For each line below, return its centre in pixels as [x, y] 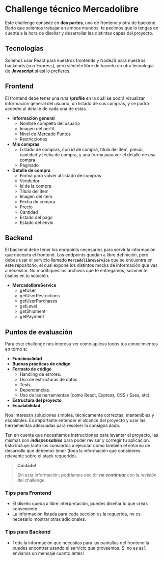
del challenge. [31, 480]
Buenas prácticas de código [41, 364]
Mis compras [26, 144]
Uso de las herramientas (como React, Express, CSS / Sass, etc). [85, 395]
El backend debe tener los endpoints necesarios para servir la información [80, 250]
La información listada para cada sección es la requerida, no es [76, 514]
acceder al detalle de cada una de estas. [46, 109]
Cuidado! [27, 466]
